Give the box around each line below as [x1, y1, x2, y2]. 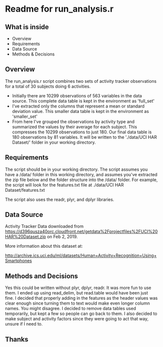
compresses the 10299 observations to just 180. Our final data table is [12, 129, 152, 135]
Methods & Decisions [12, 51, 55, 57]
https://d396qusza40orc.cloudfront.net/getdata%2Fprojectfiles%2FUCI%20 [5, 229, 158, 235]
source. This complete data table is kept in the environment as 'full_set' [12, 98, 155, 104]
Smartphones [5, 258, 33, 264]
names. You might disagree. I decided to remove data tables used [5, 306, 136, 311]
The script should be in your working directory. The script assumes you [5, 166, 148, 172]
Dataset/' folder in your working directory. [12, 139, 96, 145]
